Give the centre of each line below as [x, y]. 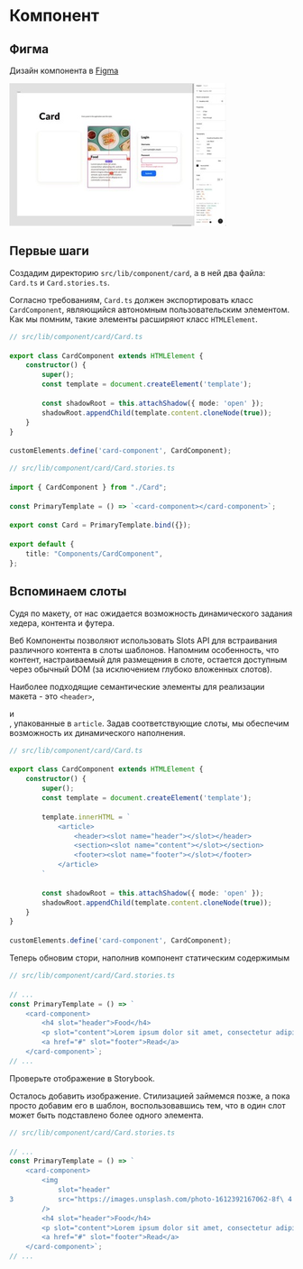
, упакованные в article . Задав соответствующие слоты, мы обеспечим [149, 723]
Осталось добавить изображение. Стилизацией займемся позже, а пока [150, 1096]
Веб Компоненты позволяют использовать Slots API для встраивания [143, 640]
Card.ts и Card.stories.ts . [60, 282]
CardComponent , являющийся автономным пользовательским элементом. [150, 309]
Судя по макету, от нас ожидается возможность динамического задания [151, 613]
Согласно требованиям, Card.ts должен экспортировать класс [132, 299]
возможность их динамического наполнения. [98, 732]
